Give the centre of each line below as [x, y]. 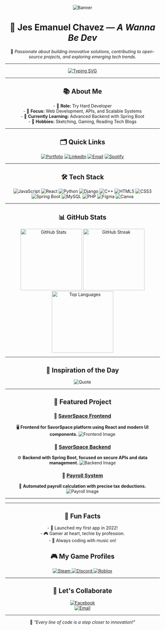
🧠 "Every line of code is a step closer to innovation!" [82, 622]
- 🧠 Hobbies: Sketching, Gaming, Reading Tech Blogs [82, 121]
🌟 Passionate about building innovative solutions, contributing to [76, 51]
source [36, 57]
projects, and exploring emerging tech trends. [90, 57]
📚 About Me [82, 92]
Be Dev [82, 38]
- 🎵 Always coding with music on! [82, 541]
